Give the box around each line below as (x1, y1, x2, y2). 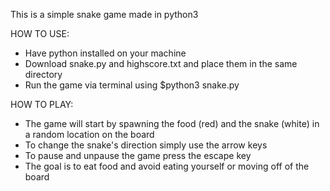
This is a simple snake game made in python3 (10, 9, 199, 20)
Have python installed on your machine (24, 47, 187, 59)
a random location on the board (24, 129, 155, 140)
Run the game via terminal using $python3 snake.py (24, 79, 240, 91)
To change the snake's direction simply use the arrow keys (24, 139, 268, 151)
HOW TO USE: (10, 28, 70, 39)
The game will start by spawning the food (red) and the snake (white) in (24, 118, 320, 129)
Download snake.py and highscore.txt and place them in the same (24, 58, 298, 69)
